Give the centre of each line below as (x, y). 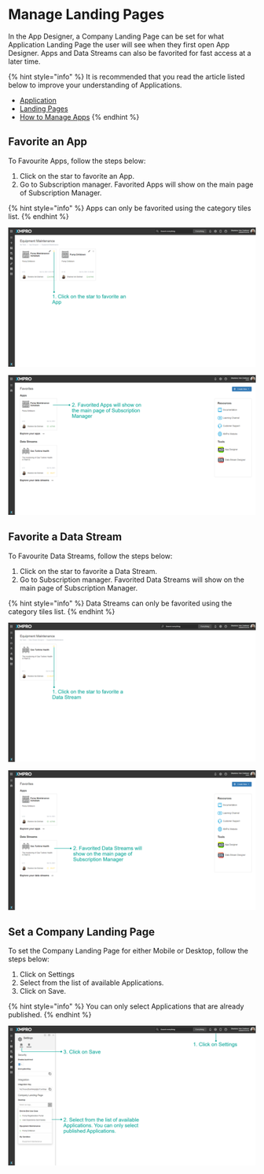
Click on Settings (47, 975)
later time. (24, 61)
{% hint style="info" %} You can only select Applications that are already (126, 1006)
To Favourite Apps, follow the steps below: (77, 161)
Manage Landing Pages (86, 15)
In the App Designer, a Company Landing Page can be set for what (116, 36)
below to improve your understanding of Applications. (95, 85)
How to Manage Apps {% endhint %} (79, 117)
